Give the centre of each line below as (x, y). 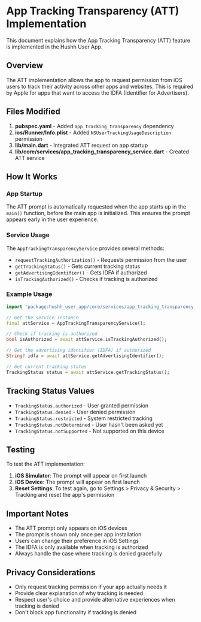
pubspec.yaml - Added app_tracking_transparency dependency (95, 126)
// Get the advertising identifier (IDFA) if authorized (79, 351)
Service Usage (28, 235)
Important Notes (37, 514)
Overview (25, 66)
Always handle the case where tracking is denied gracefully (89, 554)
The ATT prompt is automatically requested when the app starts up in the (96, 207)
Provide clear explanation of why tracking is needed (79, 593)
